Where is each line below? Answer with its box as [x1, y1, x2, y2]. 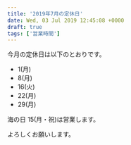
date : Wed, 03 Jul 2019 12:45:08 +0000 [7, 17, 125, 24]
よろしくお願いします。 [7, 130, 75, 139]
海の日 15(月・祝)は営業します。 [7, 115, 100, 124]
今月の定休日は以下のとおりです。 [7, 50, 106, 58]
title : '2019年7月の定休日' [7, 10, 83, 18]
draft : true [7, 23, 42, 30]
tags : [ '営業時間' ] [7, 30, 61, 37]
